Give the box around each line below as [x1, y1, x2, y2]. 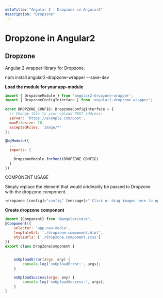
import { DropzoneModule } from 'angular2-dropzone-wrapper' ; [5, 93, 133, 98]
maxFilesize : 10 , [9, 120, 45, 125]
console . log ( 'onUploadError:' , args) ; [22, 261, 101, 267]
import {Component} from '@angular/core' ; [5, 217, 92, 222]
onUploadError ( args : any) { [14, 257, 70, 262]
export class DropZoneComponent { [5, 244, 75, 249]
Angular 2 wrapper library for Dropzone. [5, 65, 85, 71]
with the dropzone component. [5, 189, 67, 195]
